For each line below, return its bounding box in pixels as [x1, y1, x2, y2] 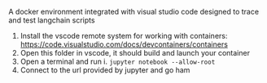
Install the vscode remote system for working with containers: [20, 31, 228, 40]
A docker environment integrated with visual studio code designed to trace [8, 7, 259, 16]
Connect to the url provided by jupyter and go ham [20, 65, 190, 75]
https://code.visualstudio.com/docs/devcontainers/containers [20, 39, 228, 49]
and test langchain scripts [8, 15, 95, 25]
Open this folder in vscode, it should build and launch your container [20, 48, 251, 57]
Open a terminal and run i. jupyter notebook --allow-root [20, 56, 216, 66]
